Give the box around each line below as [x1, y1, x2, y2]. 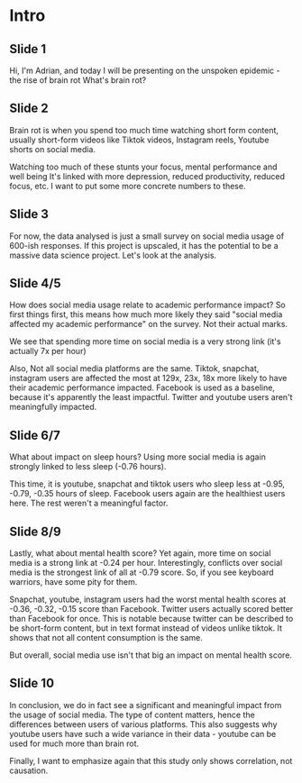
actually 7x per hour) [9, 346, 87, 357]
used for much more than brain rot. [9, 738, 140, 749]
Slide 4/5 [9, 276, 61, 291]
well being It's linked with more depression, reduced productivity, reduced [9, 170, 286, 181]
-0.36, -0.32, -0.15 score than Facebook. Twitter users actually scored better [9, 604, 294, 615]
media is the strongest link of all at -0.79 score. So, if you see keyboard [9, 567, 274, 578]
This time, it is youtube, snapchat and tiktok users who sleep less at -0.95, [9, 478, 286, 489]
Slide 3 [9, 206, 50, 222]
